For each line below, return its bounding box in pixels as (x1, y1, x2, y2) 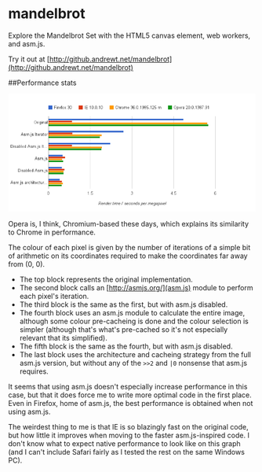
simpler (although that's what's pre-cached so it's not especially (19, 324, 228, 334)
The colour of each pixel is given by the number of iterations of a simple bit (8, 242, 251, 252)
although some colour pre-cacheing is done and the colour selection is (19, 316, 249, 326)
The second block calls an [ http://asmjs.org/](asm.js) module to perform (19, 282, 253, 292)
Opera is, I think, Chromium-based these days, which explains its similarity (8, 219, 249, 228)
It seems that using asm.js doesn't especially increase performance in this (8, 382, 248, 391)
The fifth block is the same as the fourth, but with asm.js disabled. (19, 341, 233, 351)
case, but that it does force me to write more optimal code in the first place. (8, 390, 253, 400)
